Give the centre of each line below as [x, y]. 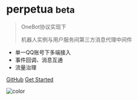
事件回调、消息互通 [39, 60]
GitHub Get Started [30, 79]
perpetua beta [41, 9]
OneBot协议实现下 [44, 27]
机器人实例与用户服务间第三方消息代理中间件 [77, 39]
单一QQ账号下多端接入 [43, 52]
